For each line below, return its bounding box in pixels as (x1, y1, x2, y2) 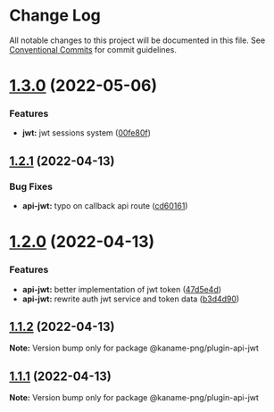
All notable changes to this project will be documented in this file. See (9, 35, 266, 45)
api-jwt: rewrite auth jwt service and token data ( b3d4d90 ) (21, 293, 240, 304)
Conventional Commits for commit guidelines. (9, 44, 177, 54)
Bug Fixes (9, 180, 54, 193)
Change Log (9, 5, 101, 26)
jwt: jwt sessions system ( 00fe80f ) (21, 128, 152, 138)
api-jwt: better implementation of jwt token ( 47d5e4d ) (21, 284, 221, 294)
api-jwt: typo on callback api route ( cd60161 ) (21, 201, 188, 211)
